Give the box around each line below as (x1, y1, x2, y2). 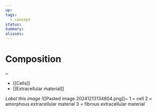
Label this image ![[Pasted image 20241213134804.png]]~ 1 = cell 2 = (5, 95, 152, 101)
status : (5, 21, 22, 27)
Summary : (5, 27, 24, 32)
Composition (5, 53, 62, 65)
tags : (5, 12, 17, 17)
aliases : (5, 31, 24, 36)
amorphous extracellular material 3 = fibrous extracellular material (5, 101, 145, 107)
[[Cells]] (12, 80, 30, 86)
